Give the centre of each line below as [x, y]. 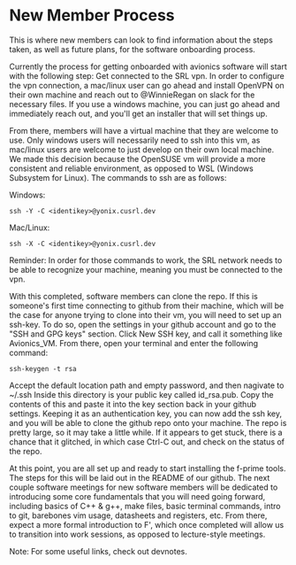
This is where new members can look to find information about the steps [141, 40]
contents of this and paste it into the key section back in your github [133, 404]
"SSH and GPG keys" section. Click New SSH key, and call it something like [146, 334]
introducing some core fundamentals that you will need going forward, [137, 496]
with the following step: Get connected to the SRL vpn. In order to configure [147, 75]
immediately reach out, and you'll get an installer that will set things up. [138, 113]
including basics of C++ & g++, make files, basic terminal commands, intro [145, 506]
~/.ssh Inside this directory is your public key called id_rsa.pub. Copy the [141, 394]
